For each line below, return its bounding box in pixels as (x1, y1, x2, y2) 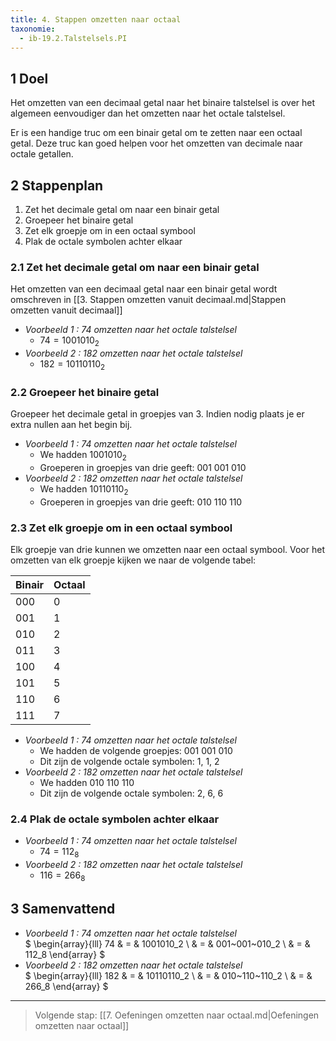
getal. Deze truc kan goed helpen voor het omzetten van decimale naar (10, 137, 303, 150)
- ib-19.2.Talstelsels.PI (19, 33, 128, 43)
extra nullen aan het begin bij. (10, 419, 133, 431)
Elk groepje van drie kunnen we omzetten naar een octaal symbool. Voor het (10, 544, 325, 556)
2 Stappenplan (10, 177, 104, 194)
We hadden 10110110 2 (39, 482, 129, 497)
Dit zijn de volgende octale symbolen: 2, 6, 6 (39, 787, 224, 800)
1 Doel (10, 70, 49, 87)
